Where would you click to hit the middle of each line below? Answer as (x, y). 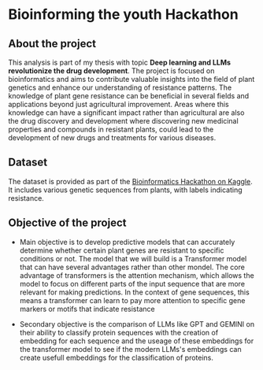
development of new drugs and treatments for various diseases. (112, 138)
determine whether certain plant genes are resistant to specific (122, 250)
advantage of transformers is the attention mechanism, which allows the (137, 275)
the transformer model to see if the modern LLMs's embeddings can (130, 349)
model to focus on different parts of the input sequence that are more (132, 283)
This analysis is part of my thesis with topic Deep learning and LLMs (119, 62)
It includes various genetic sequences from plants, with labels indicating (125, 190)
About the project (52, 44)
